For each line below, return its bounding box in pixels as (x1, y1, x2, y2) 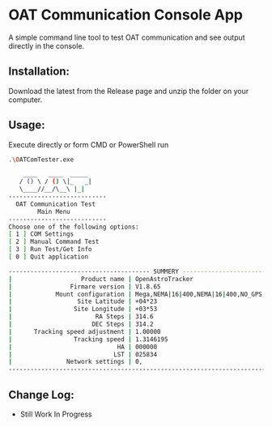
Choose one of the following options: (8, 223, 139, 231)
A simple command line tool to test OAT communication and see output (8, 32, 245, 42)
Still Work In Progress (19, 409, 92, 419)
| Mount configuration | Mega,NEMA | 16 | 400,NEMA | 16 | (8, 290, 227, 298)
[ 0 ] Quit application (8, 253, 89, 261)
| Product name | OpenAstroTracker (8, 275, 194, 283)
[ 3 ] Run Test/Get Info (8, 246, 92, 254)
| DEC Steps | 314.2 (8, 320, 154, 329)
